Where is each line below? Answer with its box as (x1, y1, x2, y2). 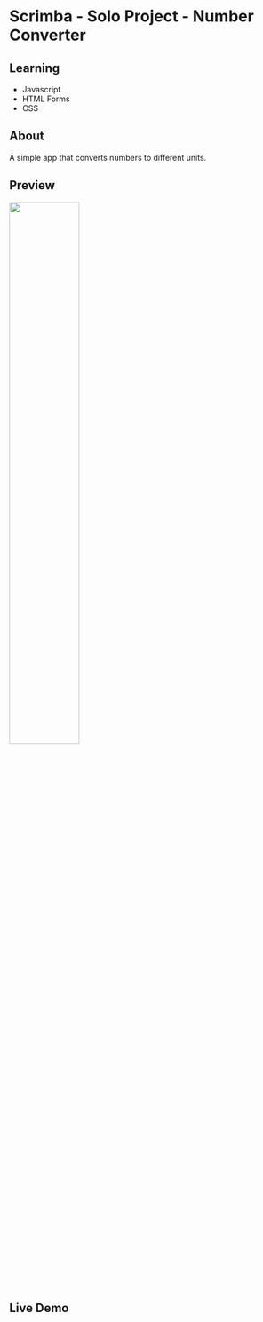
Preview (9, 178, 56, 193)
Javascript (21, 84, 61, 94)
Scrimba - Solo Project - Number (9, 6, 255, 27)
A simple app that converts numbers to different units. (9, 152, 207, 163)
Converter (9, 25, 86, 45)
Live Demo (9, 1301, 69, 1316)
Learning (9, 60, 60, 76)
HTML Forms (21, 93, 70, 104)
